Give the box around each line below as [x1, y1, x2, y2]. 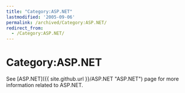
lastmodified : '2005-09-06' [6, 14, 76, 20]
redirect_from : [6, 25, 44, 31]
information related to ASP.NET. [6, 82, 84, 89]
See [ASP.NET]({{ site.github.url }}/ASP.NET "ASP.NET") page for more [6, 75, 179, 82]
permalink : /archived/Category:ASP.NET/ [6, 19, 108, 25]
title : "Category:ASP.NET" [6, 8, 73, 15]
